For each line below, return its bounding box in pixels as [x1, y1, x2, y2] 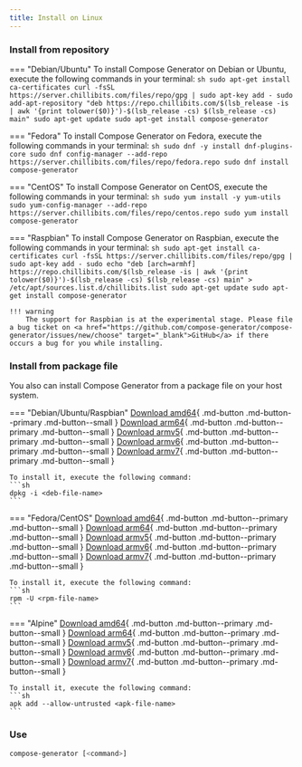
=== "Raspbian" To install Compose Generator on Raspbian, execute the [9, 232, 279, 243]
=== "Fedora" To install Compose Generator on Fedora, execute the [9, 130, 262, 141]
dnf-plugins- [243, 141, 294, 150]
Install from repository [9, 43, 110, 55]
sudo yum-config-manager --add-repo [9, 200, 147, 209]
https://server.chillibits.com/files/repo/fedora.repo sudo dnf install [9, 158, 289, 167]
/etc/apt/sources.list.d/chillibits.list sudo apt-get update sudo [9, 283, 269, 292]
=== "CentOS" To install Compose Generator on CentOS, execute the [9, 181, 269, 192]
